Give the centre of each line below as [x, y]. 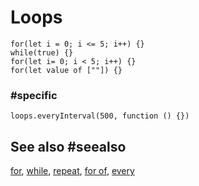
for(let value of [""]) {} [66, 70]
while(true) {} [42, 52]
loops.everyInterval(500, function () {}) [100, 116]
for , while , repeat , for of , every [72, 171]
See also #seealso [68, 146]
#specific [34, 95]
